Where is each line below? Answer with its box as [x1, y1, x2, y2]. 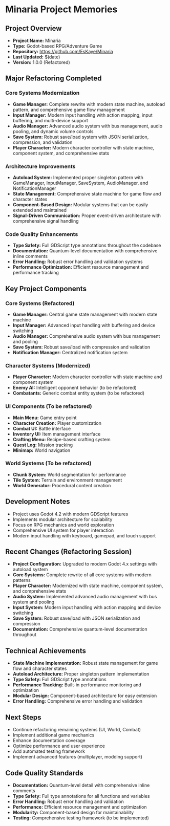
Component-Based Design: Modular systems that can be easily [12, 201, 148, 208]
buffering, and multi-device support [12, 117, 89, 123]
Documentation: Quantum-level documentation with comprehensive [12, 248, 158, 254]
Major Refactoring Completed [5, 74, 102, 83]
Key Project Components [5, 284, 87, 293]
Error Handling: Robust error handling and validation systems [12, 258, 143, 265]
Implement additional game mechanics [12, 732, 95, 738]
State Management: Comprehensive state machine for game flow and [12, 190, 161, 197]
